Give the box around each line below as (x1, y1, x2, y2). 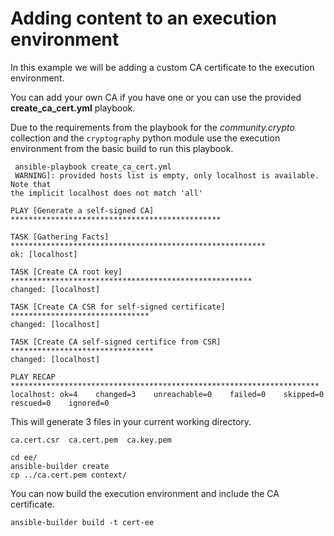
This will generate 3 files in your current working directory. (10, 415, 252, 427)
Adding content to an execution (10, 7, 277, 30)
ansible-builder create (10, 461, 110, 471)
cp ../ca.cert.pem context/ (10, 470, 128, 480)
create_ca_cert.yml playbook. (10, 102, 136, 114)
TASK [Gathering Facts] (10, 232, 110, 242)
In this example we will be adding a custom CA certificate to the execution (10, 61, 315, 73)
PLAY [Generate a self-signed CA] (10, 205, 155, 216)
